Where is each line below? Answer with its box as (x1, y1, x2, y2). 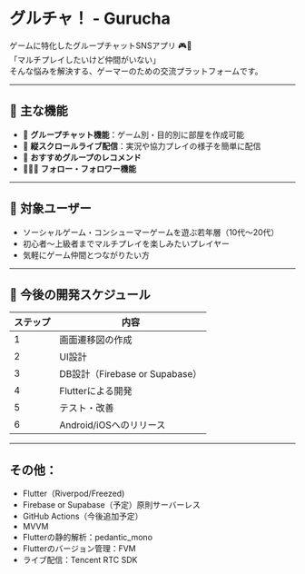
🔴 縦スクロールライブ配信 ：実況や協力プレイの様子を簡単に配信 (22, 140, 261, 151)
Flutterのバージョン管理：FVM (22, 543, 136, 554)
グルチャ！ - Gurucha (9, 8, 171, 29)
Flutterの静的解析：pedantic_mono (22, 532, 152, 543)
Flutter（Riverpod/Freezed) (22, 488, 125, 500)
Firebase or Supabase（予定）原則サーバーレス (22, 500, 202, 510)
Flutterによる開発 (59, 385, 133, 398)
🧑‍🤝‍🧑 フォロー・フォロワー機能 (22, 163, 137, 173)
